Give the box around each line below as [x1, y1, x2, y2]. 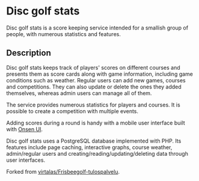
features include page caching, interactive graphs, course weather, [6, 143, 173, 151]
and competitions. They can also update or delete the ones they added [6, 83, 182, 90]
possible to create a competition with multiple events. [6, 107, 139, 115]
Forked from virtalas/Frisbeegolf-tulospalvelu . [6, 168, 120, 175]
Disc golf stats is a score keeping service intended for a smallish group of [6, 24, 188, 31]
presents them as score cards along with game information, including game [6, 70, 194, 78]
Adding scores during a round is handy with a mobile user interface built [6, 119, 185, 126]
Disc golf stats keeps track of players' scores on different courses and [6, 64, 180, 71]
